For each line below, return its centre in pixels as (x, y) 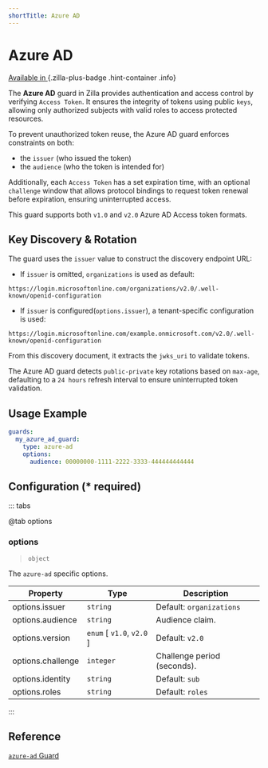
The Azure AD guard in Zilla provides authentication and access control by (131, 93)
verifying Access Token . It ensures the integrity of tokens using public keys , (131, 102)
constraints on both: (41, 142)
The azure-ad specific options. (58, 574)
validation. (25, 388)
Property (46, 593)
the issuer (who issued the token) (75, 158)
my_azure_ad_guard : (48, 440)
